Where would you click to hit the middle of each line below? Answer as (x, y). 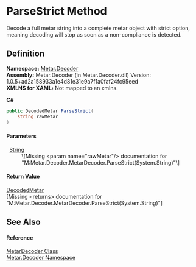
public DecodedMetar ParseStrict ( (50, 111)
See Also (23, 222)
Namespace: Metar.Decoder (42, 68)
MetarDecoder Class (32, 251)
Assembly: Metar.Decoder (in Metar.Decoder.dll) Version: (79, 75)
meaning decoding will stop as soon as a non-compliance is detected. (94, 34)
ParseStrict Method (57, 11)
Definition (25, 54)
